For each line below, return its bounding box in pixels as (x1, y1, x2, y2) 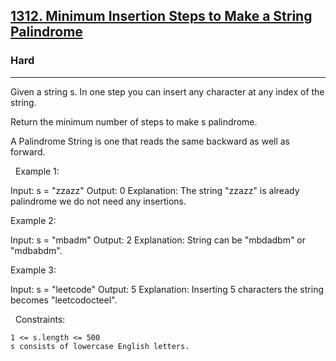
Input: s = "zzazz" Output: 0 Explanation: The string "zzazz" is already (10, 184, 300, 196)
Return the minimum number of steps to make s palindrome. (10, 115, 258, 128)
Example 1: (14, 165, 60, 177)
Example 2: (10, 214, 57, 226)
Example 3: (10, 264, 57, 276)
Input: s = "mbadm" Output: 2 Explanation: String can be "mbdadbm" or (10, 234, 307, 246)
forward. (10, 145, 46, 158)
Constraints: (14, 313, 66, 325)
